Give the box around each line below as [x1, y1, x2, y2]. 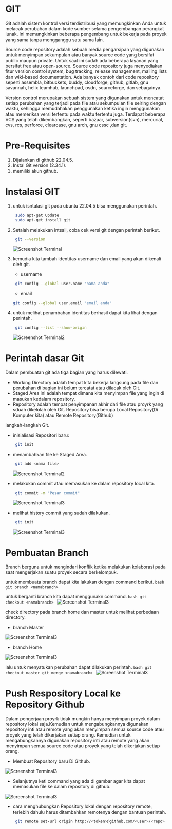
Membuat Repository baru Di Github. [12, 758, 91, 764]
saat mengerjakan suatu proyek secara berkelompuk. [5, 569, 118, 575]
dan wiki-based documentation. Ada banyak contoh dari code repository [5, 73, 159, 80]
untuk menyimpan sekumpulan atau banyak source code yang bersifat [5, 52, 155, 58]
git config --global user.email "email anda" [12, 300, 112, 306]
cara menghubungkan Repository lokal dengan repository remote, [12, 803, 152, 809]
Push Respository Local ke [5, 688, 121, 699]
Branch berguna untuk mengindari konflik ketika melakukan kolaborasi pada [5, 563, 166, 570]
